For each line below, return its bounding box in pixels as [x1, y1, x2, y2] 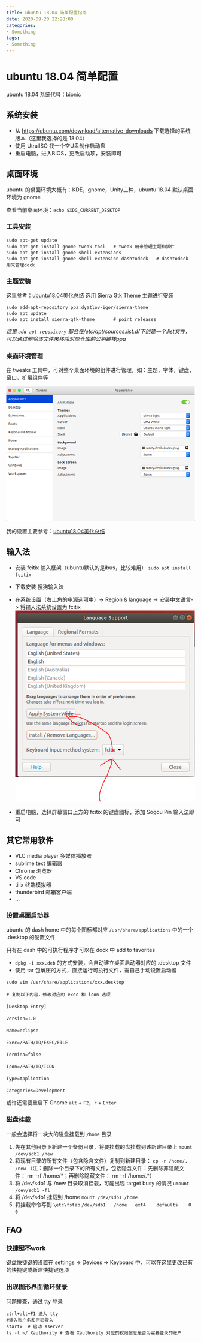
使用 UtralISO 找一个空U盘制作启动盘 [14, 142, 106, 149]
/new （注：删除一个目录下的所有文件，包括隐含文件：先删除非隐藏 [14, 1164, 179, 1172]
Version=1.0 [6, 1016, 36, 1022]
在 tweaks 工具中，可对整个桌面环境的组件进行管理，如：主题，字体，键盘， [6, 367, 195, 374]
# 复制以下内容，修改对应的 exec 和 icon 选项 [6, 992, 111, 998]
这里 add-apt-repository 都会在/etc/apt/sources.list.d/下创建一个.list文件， [6, 328, 190, 335]
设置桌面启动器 [6, 912, 50, 920]
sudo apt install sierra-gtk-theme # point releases [6, 317, 157, 323]
